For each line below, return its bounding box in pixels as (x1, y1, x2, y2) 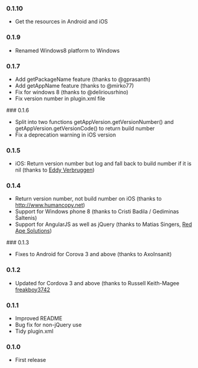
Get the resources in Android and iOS (14, 18, 108, 25)
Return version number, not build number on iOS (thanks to (14, 195, 162, 202)
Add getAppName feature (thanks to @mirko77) (14, 82, 134, 89)
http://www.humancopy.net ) (14, 201, 86, 209)
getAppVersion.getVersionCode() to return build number (14, 124, 155, 132)
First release (14, 357, 46, 364)
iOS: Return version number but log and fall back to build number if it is (14, 160, 192, 167)
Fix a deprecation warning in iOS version (14, 131, 117, 138)
